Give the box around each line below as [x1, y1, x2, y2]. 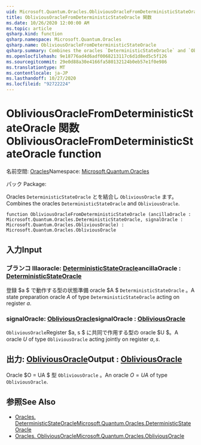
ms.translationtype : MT [6, 64, 66, 71]
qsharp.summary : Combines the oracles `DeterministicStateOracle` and [6, 48, 186, 54]
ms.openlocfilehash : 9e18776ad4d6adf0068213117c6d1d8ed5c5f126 [6, 53, 167, 59]
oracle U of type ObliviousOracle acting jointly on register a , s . [6, 336, 160, 343]
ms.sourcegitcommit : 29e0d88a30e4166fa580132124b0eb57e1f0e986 [6, 59, 167, 65]
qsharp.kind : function [6, 31, 63, 37]
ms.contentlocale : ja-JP [6, 70, 68, 76]
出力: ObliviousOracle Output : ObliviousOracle [6, 354, 182, 365]
